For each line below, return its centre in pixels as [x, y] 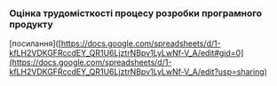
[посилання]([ [36, 43]
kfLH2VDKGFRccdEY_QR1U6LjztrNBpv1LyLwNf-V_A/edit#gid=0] [127, 53]
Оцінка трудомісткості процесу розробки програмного [136, 13]
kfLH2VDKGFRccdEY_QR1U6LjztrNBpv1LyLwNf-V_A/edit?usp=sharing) [138, 72]
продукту [31, 24]
